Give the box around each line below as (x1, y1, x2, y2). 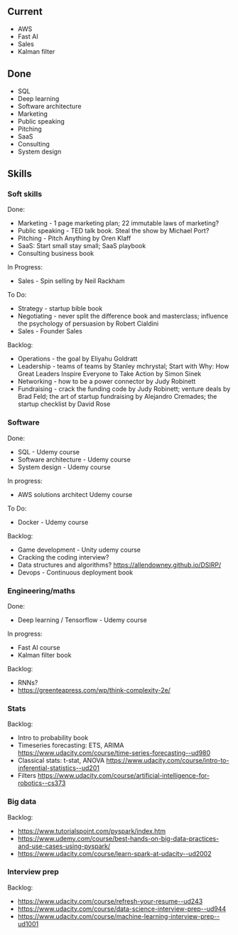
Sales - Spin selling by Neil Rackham (17, 277, 125, 285)
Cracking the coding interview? (17, 552, 109, 561)
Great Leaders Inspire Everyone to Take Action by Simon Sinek (17, 370, 202, 378)
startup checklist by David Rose (17, 400, 111, 408)
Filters (17, 771, 37, 780)
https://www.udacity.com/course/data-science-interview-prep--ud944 (17, 904, 227, 913)
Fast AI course (17, 643, 60, 651)
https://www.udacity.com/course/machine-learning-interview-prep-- (17, 912, 220, 920)
